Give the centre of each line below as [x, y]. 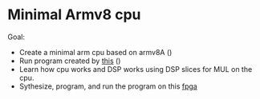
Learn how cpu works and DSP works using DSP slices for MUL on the [136, 69]
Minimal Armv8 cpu [74, 15]
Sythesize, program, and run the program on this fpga [108, 86]
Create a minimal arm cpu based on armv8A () [95, 52]
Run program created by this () [70, 61]
